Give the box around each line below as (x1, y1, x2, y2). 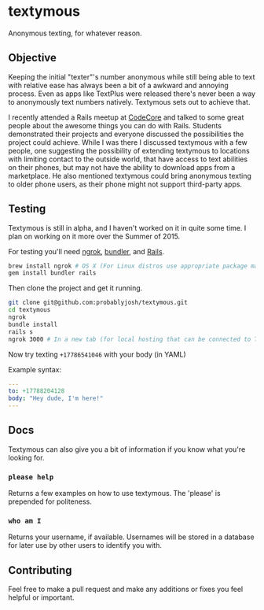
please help (8, 472, 54, 482)
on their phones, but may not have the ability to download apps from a (8, 162, 236, 172)
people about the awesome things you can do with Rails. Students (8, 120, 222, 130)
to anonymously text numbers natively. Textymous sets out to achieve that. (8, 97, 251, 106)
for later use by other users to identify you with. (8, 541, 163, 550)
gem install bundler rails (8, 269, 97, 277)
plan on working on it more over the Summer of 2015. (8, 231, 181, 241)
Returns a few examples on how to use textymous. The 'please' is (8, 489, 222, 498)
